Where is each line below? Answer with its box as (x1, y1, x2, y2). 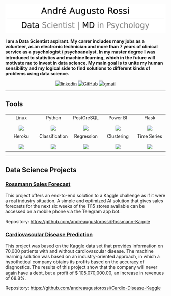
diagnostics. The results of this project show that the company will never (5, 264, 158, 271)
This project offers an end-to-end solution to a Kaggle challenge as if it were (5, 193, 166, 199)
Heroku (13, 133, 30, 139)
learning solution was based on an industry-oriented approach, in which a (5, 254, 160, 260)
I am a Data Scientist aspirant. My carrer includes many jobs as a (5, 38, 145, 44)
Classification (39, 133, 68, 139)
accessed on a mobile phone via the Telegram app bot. (5, 208, 121, 215)
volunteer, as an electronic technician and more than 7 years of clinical (5, 44, 158, 50)
